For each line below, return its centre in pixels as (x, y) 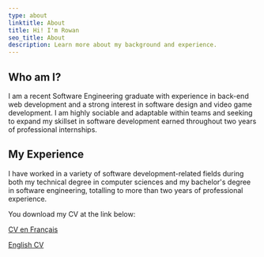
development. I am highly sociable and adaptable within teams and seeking (130, 112)
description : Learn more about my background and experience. (113, 45)
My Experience (46, 155)
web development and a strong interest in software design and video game (130, 104)
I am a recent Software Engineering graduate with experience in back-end (128, 96)
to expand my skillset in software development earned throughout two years (132, 121)
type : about (28, 15)
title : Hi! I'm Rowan (44, 30)
